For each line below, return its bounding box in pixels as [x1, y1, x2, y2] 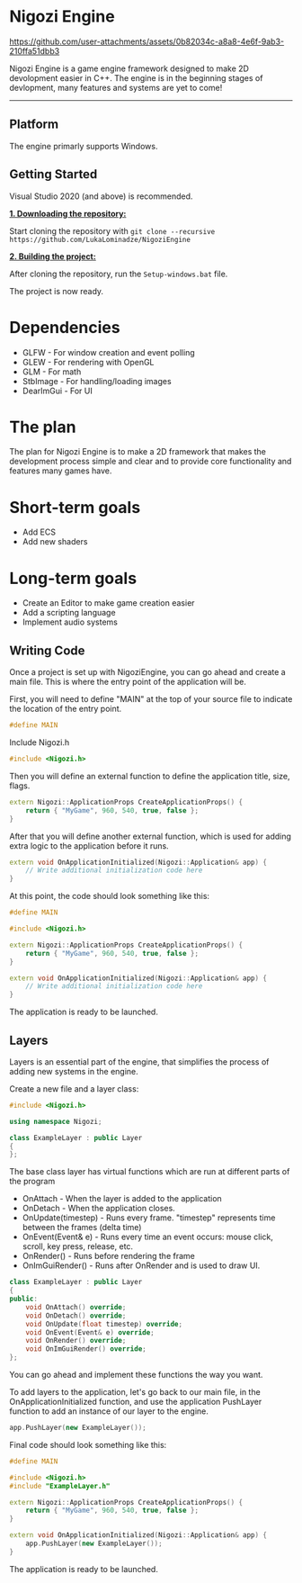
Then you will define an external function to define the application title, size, [9, 770, 290, 781]
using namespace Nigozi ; [9, 1117, 102, 1126]
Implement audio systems [22, 616, 119, 627]
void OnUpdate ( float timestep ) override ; [25, 1319, 182, 1328]
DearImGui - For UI [22, 385, 93, 396]
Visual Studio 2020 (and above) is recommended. [9, 191, 193, 202]
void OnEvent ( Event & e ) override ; [25, 1327, 155, 1337]
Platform [9, 117, 59, 132]
